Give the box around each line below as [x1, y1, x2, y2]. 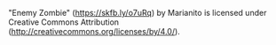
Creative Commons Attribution [8, 17, 120, 27]
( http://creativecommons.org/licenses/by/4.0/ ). [8, 26, 181, 36]
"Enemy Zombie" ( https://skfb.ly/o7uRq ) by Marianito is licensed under [8, 8, 267, 18]
